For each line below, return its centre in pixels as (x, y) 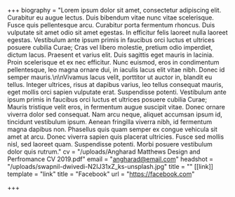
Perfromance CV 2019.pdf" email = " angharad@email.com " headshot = (110, 159)
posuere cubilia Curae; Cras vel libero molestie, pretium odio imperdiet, (110, 47)
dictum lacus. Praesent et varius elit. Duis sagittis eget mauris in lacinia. (110, 55)
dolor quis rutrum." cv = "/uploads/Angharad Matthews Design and (104, 151)
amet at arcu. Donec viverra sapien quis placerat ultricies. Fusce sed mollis (116, 137)
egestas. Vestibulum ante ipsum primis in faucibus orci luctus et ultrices (111, 40)
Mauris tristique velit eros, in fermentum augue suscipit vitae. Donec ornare (116, 107)
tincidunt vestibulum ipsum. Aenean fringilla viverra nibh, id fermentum (110, 122)
